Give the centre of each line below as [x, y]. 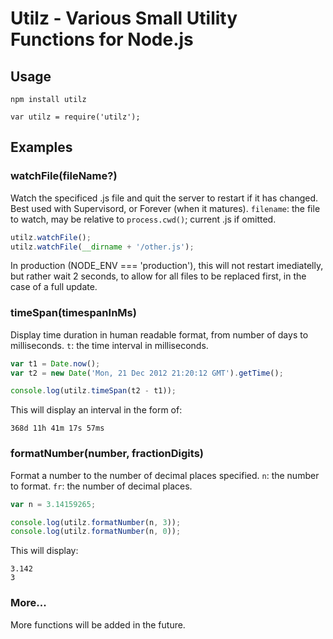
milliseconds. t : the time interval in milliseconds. [109, 345]
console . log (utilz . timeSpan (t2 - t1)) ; [93, 391]
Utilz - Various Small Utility [124, 18]
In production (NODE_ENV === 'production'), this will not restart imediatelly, [167, 266]
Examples [41, 147]
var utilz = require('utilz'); [75, 117]
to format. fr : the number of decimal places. [101, 486]
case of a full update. [54, 287]
